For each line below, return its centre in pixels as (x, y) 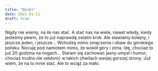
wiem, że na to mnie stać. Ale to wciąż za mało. (53, 63)
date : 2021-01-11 (23, 14)
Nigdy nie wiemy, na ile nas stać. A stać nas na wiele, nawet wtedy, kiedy (79, 33)
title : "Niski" (20, 9)
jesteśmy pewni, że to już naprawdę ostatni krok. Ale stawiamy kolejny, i (77, 37)
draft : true (17, 18)
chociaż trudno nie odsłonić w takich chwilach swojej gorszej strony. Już (78, 58)
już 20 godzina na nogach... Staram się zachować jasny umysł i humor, (76, 53)
